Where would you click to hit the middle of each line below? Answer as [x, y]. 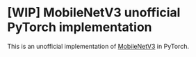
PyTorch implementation [80, 27]
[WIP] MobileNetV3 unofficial [94, 13]
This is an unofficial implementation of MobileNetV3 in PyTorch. [98, 46]
